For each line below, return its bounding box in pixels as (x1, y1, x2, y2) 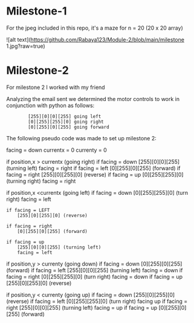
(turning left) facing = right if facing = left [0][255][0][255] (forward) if (6, 165, 181, 172)
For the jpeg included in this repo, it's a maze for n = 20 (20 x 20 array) (6, 24, 183, 31)
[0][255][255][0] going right (28, 119, 104, 125)
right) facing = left (6, 195, 51, 203)
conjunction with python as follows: (6, 102, 95, 109)
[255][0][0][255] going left (28, 113, 102, 119)
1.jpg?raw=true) (6, 42, 45, 50)
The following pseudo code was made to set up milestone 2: (6, 134, 157, 142)
